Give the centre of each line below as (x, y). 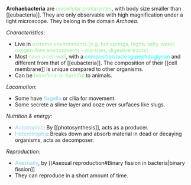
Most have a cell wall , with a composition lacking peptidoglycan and (98, 56)
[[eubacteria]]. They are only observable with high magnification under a (95, 15)
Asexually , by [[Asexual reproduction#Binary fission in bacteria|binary (100, 163)
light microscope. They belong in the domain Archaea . (72, 21)
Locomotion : (22, 87)
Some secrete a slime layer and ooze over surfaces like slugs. (90, 105)
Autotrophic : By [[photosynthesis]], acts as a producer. (82, 127)
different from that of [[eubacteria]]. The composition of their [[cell (96, 63)
